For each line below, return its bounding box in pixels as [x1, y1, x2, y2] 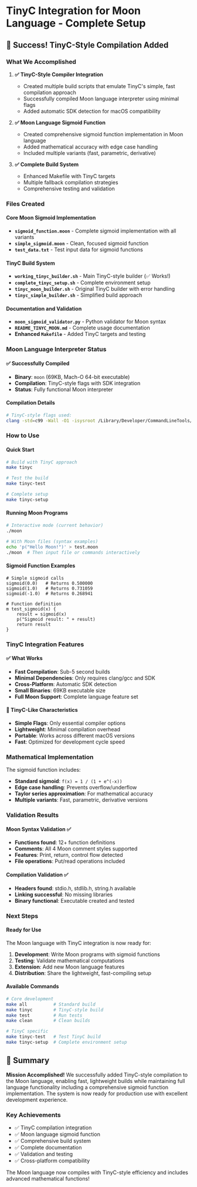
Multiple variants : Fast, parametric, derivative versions [14, 796, 148, 803]
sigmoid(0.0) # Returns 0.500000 [6, 580, 93, 586]
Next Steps [6, 912, 39, 920]
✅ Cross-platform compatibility [14, 1157, 90, 1164]
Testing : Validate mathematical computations [14, 957, 124, 964]
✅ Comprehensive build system [14, 1138, 91, 1145]
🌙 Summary [6, 1055, 50, 1065]
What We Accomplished [6, 58, 76, 66]
